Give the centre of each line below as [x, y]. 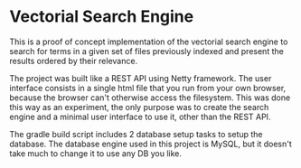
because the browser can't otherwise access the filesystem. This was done [150, 98]
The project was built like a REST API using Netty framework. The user [141, 78]
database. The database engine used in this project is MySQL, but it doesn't [150, 144]
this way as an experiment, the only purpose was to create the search [139, 107]
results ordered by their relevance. [74, 61]
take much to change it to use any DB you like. [96, 153]
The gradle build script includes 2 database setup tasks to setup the [136, 134]
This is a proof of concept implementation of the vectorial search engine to [149, 42]
